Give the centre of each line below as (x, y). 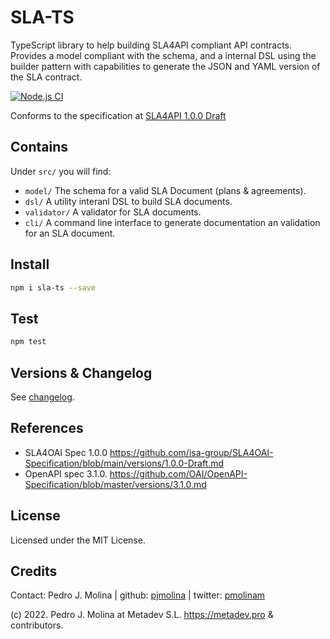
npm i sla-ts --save (53, 287)
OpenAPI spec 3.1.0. (66, 473)
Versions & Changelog (81, 372)
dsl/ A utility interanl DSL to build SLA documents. (128, 201)
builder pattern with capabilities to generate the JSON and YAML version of (165, 66)
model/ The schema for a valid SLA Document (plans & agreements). (165, 190)
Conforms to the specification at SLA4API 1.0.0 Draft (118, 115)
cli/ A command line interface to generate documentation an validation (172, 222)
